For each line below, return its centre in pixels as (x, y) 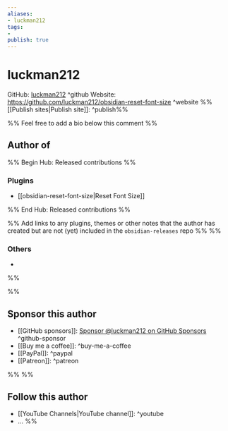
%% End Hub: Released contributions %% (69, 210)
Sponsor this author (52, 314)
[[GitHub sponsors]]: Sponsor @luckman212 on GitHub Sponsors (112, 331)
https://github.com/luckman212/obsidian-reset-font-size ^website (103, 102)
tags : (15, 27)
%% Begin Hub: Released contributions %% (72, 162)
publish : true (28, 40)
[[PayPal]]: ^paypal (45, 353)
